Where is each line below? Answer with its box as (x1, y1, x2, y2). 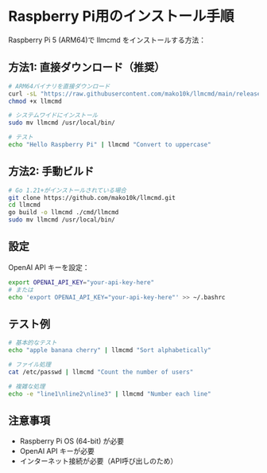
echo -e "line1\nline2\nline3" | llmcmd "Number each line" (8, 389, 212, 398)
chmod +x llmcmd (8, 97, 62, 105)
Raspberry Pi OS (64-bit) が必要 (19, 436, 125, 446)
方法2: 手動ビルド (8, 165, 95, 178)
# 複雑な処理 (8, 382, 45, 390)
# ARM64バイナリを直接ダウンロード (8, 82, 110, 90)
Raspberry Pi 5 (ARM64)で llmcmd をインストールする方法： (8, 35, 207, 45)
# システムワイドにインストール (8, 111, 99, 119)
